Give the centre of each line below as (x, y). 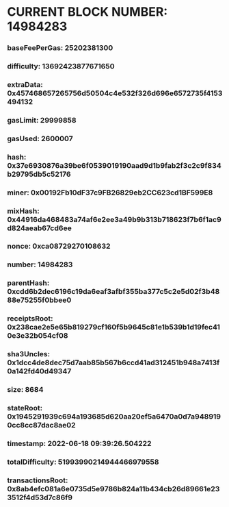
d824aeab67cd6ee (39, 228)
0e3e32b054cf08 (38, 336)
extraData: (25, 84)
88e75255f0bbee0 (39, 300)
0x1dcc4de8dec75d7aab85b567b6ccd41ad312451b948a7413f (113, 362)
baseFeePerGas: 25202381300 (60, 48)
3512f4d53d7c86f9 (40, 497)
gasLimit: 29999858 (42, 120)
